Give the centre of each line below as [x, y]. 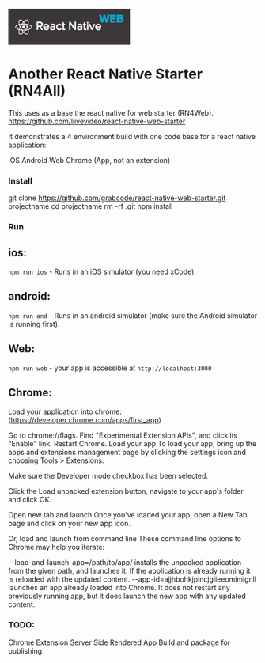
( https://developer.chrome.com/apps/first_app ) [85, 420]
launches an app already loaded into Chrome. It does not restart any [119, 588]
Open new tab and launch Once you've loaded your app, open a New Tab [128, 515]
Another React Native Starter [106, 74]
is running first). [34, 324]
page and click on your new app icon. [69, 524]
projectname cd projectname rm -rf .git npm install [91, 206]
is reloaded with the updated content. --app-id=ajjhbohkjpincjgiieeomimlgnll [132, 579]
